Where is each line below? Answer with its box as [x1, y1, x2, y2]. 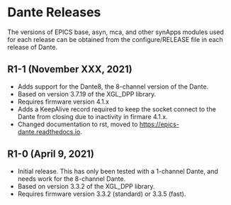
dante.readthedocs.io [17, 127, 81, 135]
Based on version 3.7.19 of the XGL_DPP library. [17, 89, 157, 98]
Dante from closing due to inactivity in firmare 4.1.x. [17, 112, 168, 121]
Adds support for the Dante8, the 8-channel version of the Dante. [17, 82, 209, 91]
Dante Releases [7, 4, 101, 21]
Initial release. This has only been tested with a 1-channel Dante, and [17, 167, 218, 175]
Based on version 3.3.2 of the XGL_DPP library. [17, 182, 155, 190]
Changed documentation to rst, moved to [17, 120, 138, 128]
